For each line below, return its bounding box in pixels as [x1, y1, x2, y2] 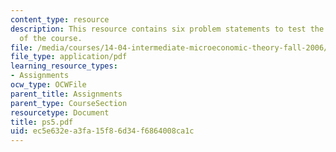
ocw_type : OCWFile [10, 80, 87, 90]
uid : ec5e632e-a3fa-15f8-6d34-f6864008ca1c [10, 126, 195, 136]
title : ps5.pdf [10, 117, 74, 127]
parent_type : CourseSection [10, 98, 128, 108]
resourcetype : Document [10, 107, 110, 118]
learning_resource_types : [10, 61, 118, 71]
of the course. [19, 33, 83, 43]
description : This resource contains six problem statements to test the [10, 24, 325, 34]
